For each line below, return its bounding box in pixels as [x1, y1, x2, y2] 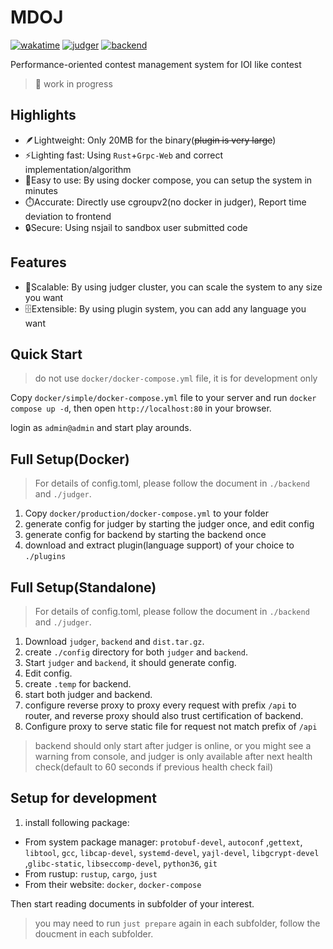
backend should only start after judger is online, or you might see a [34, 740, 312, 751]
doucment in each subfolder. [34, 927, 154, 940]
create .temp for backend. [24, 678, 132, 690]
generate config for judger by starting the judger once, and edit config [24, 518, 315, 530]
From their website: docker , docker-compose [24, 878, 202, 890]
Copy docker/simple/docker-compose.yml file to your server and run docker [10, 392, 317, 404]
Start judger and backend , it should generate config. [24, 657, 237, 668]
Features [10, 254, 67, 271]
